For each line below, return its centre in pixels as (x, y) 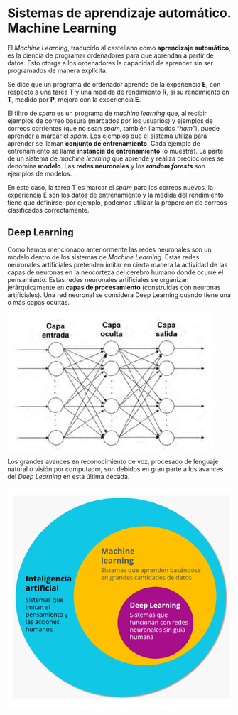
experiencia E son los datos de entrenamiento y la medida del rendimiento (115, 195)
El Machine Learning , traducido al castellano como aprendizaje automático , (119, 48)
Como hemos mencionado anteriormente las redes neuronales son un (109, 249)
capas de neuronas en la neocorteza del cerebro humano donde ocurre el (115, 272)
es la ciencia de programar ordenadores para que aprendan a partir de (111, 55)
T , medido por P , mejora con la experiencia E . (74, 99)
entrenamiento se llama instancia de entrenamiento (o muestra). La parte (115, 151)
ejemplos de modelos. (40, 173)
